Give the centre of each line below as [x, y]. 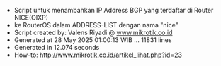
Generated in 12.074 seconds [57, 47]
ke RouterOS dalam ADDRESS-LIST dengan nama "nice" [96, 25]
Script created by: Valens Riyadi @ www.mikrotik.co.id [93, 32]
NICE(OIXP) [31, 18]
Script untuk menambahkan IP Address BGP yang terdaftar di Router [114, 10]
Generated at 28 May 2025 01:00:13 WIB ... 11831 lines [93, 40]
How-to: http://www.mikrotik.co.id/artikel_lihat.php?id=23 [98, 55]
